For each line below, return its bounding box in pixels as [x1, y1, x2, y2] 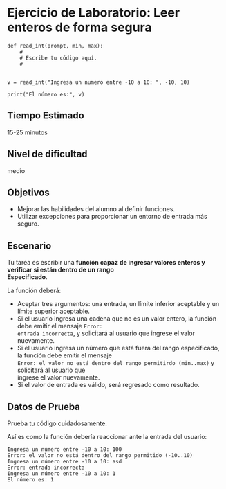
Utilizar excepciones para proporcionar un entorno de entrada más [17, 213, 207, 221]
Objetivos [7, 186, 50, 198]
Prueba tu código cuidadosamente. [7, 419, 107, 427]
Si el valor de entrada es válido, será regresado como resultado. [17, 381, 200, 389]
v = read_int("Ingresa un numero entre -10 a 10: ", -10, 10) [7, 78, 190, 86]
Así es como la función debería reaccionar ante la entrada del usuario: [7, 433, 207, 441]
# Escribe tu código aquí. [19, 54, 97, 62]
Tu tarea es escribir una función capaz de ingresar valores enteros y [7, 258, 205, 267]
